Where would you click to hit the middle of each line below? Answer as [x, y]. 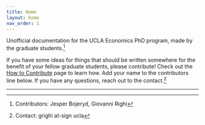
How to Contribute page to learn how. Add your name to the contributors [98, 73]
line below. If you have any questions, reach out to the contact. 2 [86, 80]
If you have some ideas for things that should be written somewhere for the [101, 60]
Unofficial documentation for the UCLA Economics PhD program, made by [100, 41]
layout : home [23, 18]
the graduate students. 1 [36, 48]
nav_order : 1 [23, 23]
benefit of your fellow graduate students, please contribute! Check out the [100, 66]
